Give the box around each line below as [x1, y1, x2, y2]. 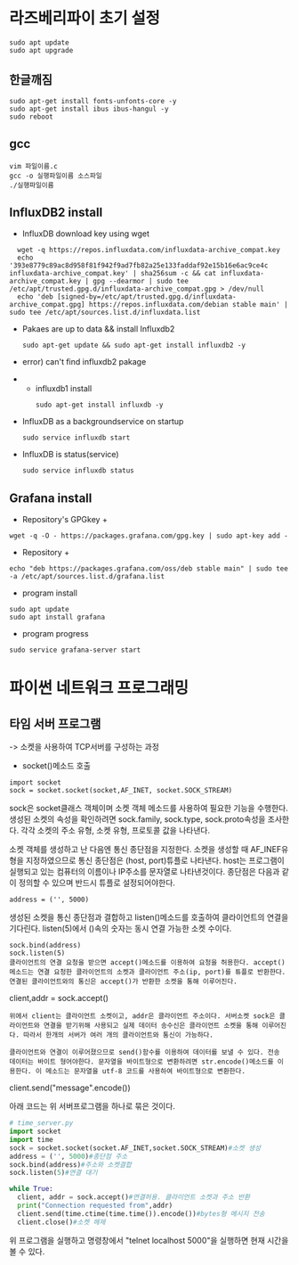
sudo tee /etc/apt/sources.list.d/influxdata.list [9, 308, 201, 317]
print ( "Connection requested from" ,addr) [17, 1201, 173, 1211]
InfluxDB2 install [9, 204, 103, 219]
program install [21, 587, 78, 598]
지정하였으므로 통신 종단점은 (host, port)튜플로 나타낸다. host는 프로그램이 [25, 855, 285, 866]
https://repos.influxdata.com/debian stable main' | [88, 300, 289, 309]
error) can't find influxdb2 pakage [21, 357, 147, 367]
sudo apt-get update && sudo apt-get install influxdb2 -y [21, 341, 246, 350]
